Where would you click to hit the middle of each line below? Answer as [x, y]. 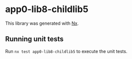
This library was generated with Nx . [42, 23]
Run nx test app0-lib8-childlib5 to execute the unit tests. [66, 51]
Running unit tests [34, 39]
